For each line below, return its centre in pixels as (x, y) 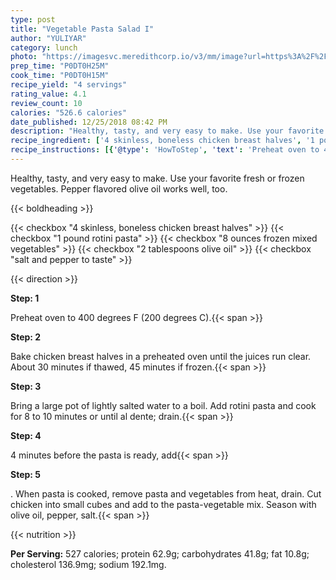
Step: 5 (26, 474)
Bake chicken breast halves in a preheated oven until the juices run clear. (161, 356)
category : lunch (44, 47)
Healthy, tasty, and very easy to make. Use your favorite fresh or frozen (157, 178)
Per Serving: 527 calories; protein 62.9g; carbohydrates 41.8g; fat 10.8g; (160, 553)
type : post (33, 19)
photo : (24, 57)
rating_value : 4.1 (48, 94)
